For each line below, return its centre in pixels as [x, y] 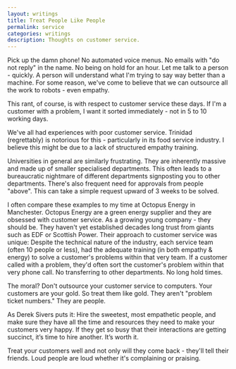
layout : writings [33, 14]
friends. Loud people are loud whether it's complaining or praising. [104, 358]
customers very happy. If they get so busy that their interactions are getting [117, 329]
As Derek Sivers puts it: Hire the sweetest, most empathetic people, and [112, 315]
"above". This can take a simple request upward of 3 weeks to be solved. [113, 191]
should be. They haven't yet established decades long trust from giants [111, 227]
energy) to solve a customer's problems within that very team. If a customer [117, 258]
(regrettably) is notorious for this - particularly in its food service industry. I [116, 140]
